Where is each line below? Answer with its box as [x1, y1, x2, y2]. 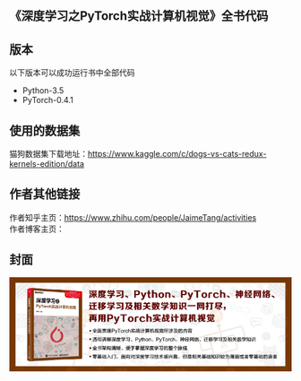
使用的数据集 [9, 123, 81, 138]
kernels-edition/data [9, 159, 85, 169]
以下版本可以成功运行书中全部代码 [9, 67, 135, 78]
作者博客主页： [9, 223, 64, 234]
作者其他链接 [9, 186, 81, 202]
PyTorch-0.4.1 [21, 95, 73, 106]
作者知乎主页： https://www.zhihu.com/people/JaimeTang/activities [9, 212, 257, 222]
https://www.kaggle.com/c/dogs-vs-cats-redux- [88, 149, 267, 160]
